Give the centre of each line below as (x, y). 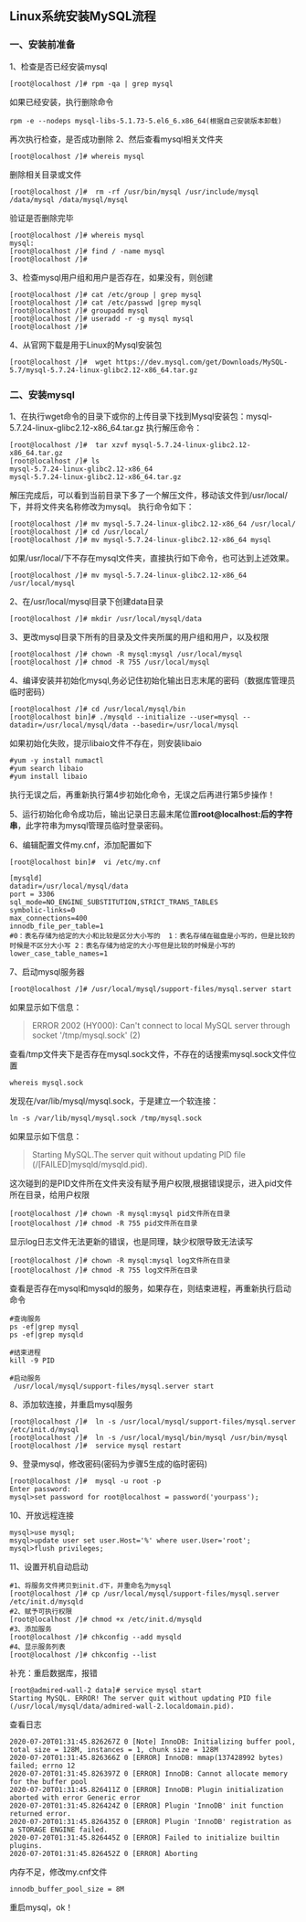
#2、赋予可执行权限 (41, 1611)
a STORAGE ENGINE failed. (58, 1830)
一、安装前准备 (42, 45)
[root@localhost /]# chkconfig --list (83, 1655)
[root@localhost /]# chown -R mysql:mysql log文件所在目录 (120, 1260)
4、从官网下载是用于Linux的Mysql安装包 (86, 345)
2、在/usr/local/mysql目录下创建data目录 (87, 601)
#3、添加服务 (31, 1629)
